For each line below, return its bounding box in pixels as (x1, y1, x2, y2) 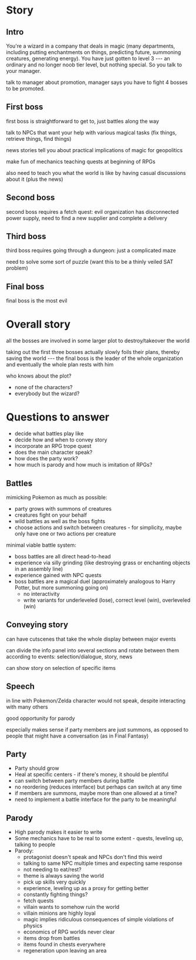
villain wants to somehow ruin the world (23, 904, 120, 911)
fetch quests (23, 897, 54, 904)
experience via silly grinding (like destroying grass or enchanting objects (14, 559, 191, 566)
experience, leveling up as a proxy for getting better (23, 885, 149, 892)
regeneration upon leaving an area (23, 947, 107, 954)
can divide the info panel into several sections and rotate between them (6, 646, 180, 654)
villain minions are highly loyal (23, 910, 96, 917)
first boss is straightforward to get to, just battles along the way (6, 117, 160, 124)
